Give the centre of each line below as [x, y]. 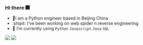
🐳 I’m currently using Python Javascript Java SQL [60, 29]
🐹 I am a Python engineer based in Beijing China [60, 18]
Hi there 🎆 [17, 8]
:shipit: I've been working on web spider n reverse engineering [75, 23]
